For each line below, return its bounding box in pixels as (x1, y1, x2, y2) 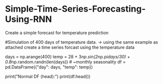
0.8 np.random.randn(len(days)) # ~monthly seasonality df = (5, 59, 126, 65)
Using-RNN (5, 14, 52, 25)
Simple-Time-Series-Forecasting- (5, 3, 146, 15)
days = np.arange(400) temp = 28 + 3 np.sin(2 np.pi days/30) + (5, 53, 130, 59)
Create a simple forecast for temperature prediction (5, 30, 109, 35)
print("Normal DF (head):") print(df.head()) (5, 73, 91, 79)
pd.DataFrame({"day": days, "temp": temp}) (5, 64, 93, 70)
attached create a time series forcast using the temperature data (5, 44, 135, 50)
